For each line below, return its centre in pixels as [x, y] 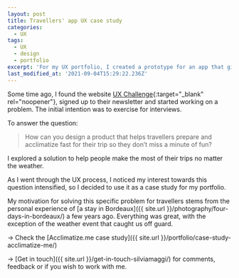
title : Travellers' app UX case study [65, 21]
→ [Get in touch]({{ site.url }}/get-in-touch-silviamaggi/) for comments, [111, 259]
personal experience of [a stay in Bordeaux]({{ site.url [86, 208]
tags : [15, 41]
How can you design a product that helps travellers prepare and [118, 137]
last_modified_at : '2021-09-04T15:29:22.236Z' [78, 73]
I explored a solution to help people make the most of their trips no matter [115, 158]
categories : [25, 27]
